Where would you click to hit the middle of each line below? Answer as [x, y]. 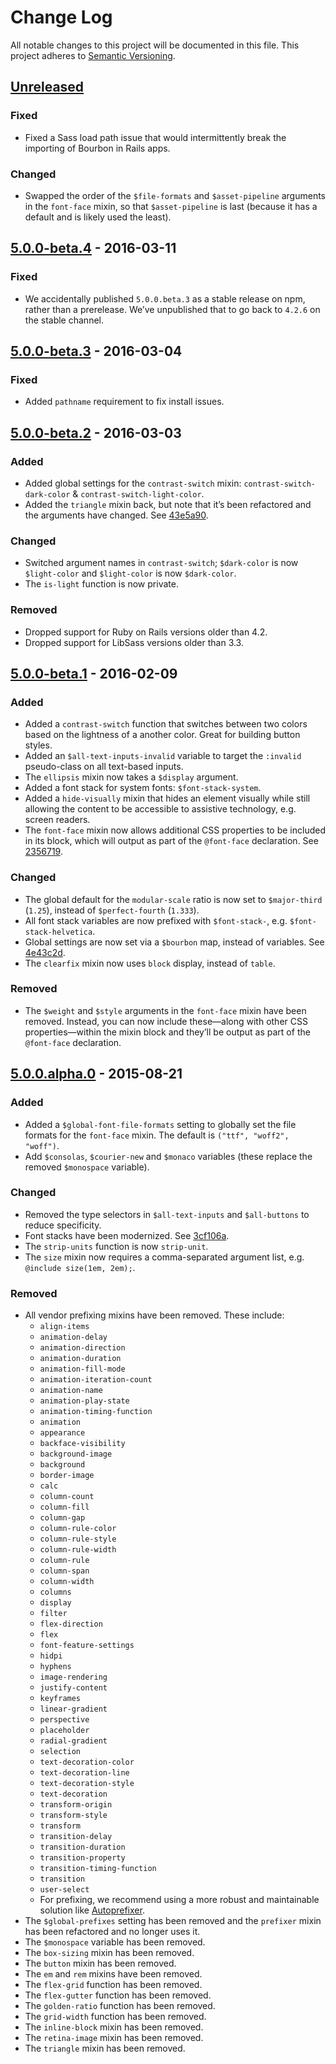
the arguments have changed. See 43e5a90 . [116, 515]
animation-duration [80, 1359]
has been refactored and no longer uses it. [112, 1932]
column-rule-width [78, 1550]
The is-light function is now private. [101, 584]
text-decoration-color [87, 1762]
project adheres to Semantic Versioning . [93, 55]
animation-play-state [84, 1401]
